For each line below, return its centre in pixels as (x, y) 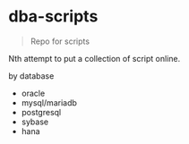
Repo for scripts (60, 41)
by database (31, 76)
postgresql (41, 112)
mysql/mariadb (49, 102)
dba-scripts (53, 17)
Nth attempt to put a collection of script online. (94, 58)
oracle (33, 93)
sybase (35, 122)
